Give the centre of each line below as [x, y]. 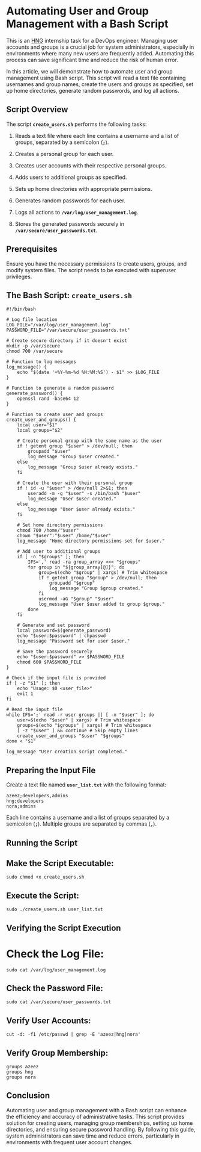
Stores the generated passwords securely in [70, 223]
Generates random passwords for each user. [70, 201]
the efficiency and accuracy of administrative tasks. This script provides [95, 1116]
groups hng [20, 1072]
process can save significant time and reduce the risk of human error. [92, 60]
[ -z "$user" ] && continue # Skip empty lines [77, 731]
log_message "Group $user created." [73, 457]
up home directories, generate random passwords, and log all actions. [93, 90]
